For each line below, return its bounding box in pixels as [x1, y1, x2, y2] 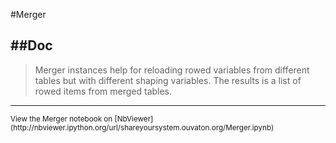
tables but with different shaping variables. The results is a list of [34, 74, 302, 86]
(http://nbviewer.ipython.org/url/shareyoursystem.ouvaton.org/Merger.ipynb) [10, 122, 275, 133]
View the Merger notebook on [10, 114, 113, 124]
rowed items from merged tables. [34, 85, 173, 97]
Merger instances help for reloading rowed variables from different [34, 64, 310, 76]
